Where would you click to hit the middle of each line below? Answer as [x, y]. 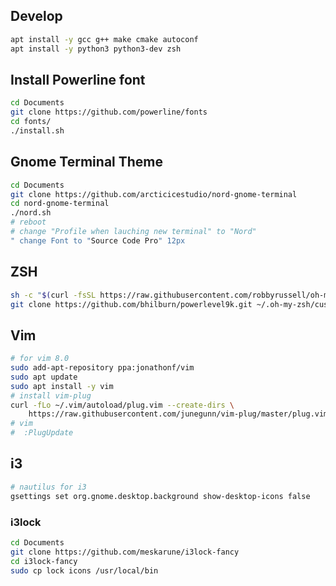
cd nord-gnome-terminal [60, 204]
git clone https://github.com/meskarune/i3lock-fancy [125, 552]
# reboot [28, 222]
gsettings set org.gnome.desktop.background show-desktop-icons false [160, 496]
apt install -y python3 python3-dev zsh [96, 49]
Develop [36, 16]
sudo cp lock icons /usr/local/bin [84, 570]
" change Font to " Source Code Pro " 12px [98, 240]
